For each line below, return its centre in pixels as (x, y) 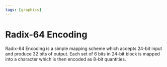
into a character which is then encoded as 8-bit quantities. (66, 59)
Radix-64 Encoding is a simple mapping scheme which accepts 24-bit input (84, 48)
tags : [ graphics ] (23, 10)
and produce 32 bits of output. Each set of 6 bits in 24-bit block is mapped (82, 53)
